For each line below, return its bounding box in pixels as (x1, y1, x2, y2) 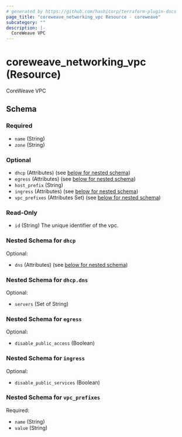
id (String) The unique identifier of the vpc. (14, 222, 119, 229)
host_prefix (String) (14, 182, 63, 189)
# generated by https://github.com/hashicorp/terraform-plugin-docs (6, 8, 177, 15)
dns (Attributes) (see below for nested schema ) (14, 261, 128, 268)
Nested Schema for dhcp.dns (6, 276, 88, 284)
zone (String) (14, 141, 45, 148)
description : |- (6, 25, 46, 31)
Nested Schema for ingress (6, 355, 85, 363)
